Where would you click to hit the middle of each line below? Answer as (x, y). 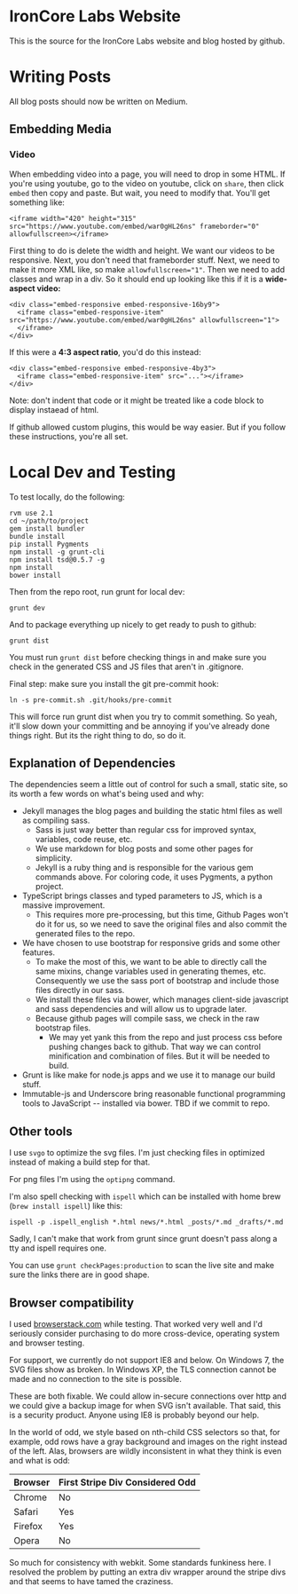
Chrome (30, 1497)
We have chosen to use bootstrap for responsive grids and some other (151, 943)
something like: (37, 202)
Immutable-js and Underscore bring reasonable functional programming (153, 1094)
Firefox (28, 1526)
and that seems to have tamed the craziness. (91, 1581)
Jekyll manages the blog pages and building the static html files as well (152, 811)
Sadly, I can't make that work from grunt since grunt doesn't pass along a (143, 1239)
